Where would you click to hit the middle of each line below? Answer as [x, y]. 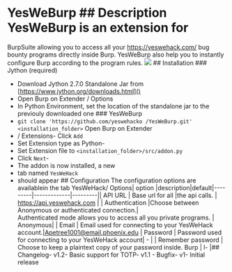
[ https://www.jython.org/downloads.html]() [79, 91]
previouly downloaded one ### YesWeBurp [80, 113]
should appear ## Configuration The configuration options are [107, 180]
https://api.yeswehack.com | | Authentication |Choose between [108, 202]
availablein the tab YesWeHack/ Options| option [86, 187]
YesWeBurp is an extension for [98, 28]
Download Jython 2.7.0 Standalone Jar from [80, 84]
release [28, 262]
